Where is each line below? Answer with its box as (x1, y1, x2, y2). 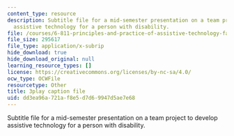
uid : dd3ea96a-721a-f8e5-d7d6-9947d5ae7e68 (7, 95, 136, 102)
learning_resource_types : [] (7, 62, 92, 69)
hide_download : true (7, 50, 68, 56)
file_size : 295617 (7, 36, 61, 43)
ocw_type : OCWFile (7, 75, 61, 82)
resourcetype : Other (7, 82, 68, 89)
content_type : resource (7, 10, 77, 17)
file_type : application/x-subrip (7, 43, 104, 50)
